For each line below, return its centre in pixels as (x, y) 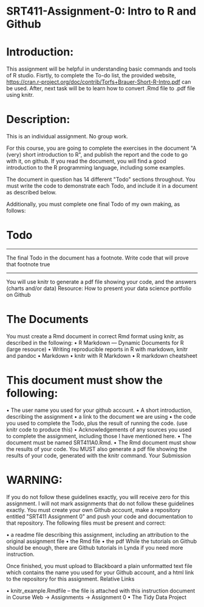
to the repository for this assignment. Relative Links (70, 579)
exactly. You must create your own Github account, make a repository (93, 509)
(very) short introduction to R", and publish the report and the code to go (97, 155)
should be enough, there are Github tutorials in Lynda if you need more (95, 547)
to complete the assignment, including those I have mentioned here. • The (99, 436)
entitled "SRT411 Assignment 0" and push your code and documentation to (100, 516)
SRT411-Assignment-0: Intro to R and (101, 11)
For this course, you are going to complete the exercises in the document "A (101, 148)
